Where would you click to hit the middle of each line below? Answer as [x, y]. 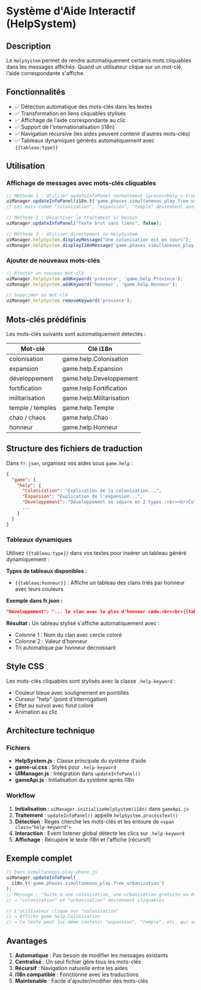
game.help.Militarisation [96, 398]
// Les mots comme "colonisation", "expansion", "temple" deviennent [95, 207]
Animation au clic [36, 712]
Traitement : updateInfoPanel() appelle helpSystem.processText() [96, 815]
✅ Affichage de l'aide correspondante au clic [70, 120]
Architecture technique [51, 731]
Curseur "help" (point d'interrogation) [61, 699]
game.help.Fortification [95, 388]
